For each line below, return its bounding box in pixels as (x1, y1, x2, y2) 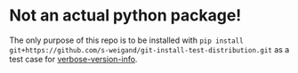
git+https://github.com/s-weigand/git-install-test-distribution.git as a (9, 44, 290, 54)
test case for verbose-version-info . (9, 53, 138, 64)
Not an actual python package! (9, 5, 242, 26)
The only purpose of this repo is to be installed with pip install (9, 35, 244, 45)
